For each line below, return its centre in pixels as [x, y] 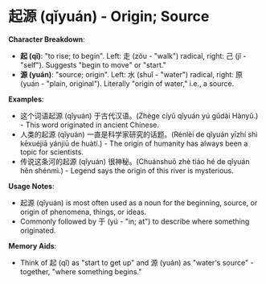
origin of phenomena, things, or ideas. [83, 212]
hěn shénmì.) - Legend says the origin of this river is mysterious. [127, 171]
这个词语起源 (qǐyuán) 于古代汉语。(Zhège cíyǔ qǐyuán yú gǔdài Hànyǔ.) [139, 115]
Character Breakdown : [47, 39]
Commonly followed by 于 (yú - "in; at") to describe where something [135, 221]
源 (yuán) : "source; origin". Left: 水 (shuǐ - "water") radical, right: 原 [131, 74]
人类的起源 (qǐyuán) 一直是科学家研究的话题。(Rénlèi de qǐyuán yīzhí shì [139, 134]
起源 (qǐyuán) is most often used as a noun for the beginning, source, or [139, 203]
